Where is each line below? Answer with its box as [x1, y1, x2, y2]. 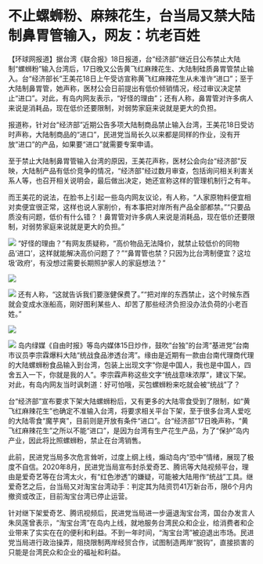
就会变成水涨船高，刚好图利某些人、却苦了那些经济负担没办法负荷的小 [8, 299, 235, 308]
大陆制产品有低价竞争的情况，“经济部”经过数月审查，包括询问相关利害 [21, 166, 248, 175]
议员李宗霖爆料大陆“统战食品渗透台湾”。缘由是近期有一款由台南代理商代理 [14, 350, 254, 359]
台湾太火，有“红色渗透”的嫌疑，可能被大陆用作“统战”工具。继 [56, 471, 254, 481]
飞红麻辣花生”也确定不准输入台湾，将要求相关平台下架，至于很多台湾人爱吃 [8, 406, 252, 416]
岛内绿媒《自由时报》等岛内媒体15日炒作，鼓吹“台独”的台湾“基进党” [17, 340, 236, 350]
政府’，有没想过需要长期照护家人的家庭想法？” [16, 258, 166, 267]
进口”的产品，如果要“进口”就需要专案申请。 [18, 139, 158, 149]
